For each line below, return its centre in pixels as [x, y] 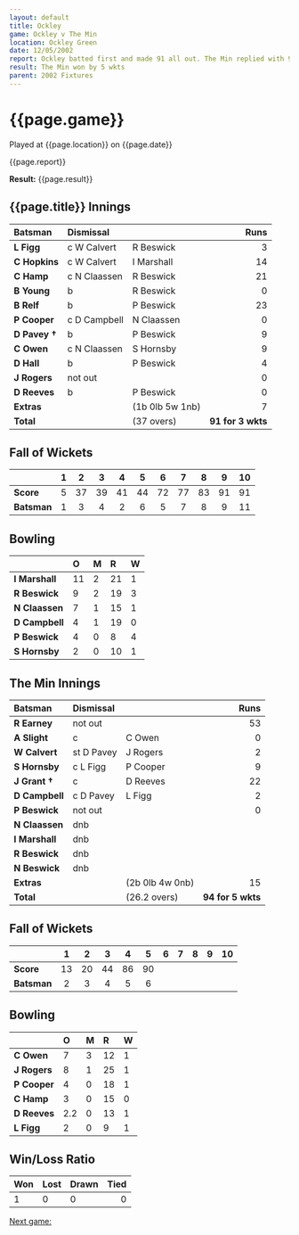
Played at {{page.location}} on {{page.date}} [91, 144]
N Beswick [37, 868]
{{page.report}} [38, 161]
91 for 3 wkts [238, 421]
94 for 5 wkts [232, 897]
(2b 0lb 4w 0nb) [160, 882]
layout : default [39, 17]
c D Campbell [96, 319]
